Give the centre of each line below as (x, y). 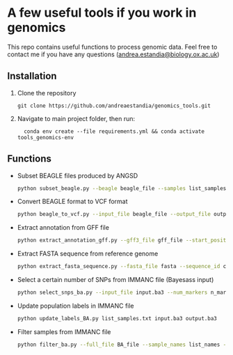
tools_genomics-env (46, 137)
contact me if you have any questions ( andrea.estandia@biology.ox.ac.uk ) (113, 54)
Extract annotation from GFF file (63, 228)
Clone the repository (47, 93)
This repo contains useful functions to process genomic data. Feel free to (112, 47)
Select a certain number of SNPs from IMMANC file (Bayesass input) (115, 280)
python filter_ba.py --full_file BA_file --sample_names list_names (119, 345)
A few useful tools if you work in (102, 13)
